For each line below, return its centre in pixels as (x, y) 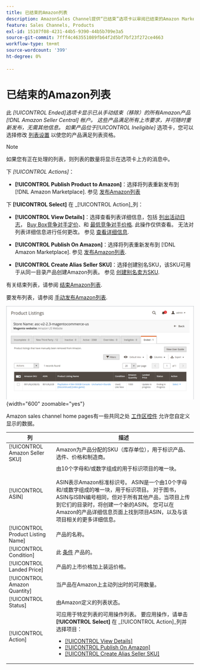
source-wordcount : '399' (37, 51)
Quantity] (20, 591)
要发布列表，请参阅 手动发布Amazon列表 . (57, 297)
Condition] (21, 555)
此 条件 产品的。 (76, 552)
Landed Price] (26, 570)
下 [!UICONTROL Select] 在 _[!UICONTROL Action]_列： (75, 204)
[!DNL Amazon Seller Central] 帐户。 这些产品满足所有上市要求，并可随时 (96, 120)
